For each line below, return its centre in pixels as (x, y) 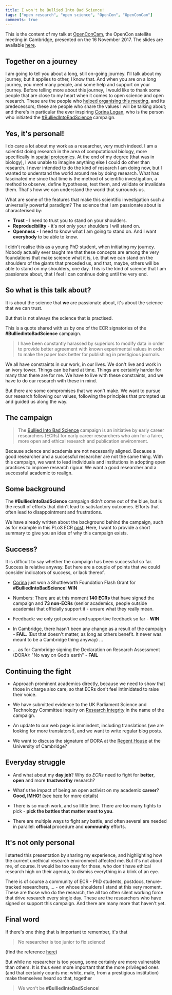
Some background (35, 489)
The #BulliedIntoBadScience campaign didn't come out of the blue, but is (84, 501)
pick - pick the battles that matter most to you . (63, 811)
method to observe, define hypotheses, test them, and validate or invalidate (85, 184)
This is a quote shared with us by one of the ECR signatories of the (76, 328)
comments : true (22, 20)
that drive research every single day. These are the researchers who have (83, 898)
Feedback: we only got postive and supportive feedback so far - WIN (86, 619)
